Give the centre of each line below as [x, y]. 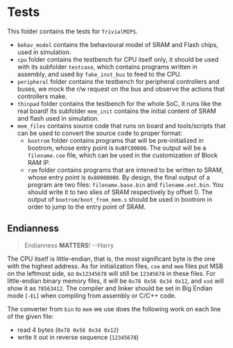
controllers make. [42, 96]
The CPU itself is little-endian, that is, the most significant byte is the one [111, 259]
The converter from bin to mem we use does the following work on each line [114, 308]
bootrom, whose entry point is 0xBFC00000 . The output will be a [117, 148]
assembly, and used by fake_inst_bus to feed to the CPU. [99, 74]
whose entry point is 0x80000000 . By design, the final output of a [119, 177]
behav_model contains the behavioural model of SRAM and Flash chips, [118, 44]
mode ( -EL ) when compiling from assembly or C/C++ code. [92, 295]
